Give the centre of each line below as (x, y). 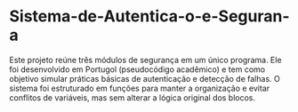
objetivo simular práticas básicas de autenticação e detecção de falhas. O (145, 78)
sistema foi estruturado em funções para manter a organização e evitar (140, 88)
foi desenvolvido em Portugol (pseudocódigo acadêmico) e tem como (137, 69)
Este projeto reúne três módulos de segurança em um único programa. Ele (145, 60)
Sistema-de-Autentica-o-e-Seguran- (150, 16)
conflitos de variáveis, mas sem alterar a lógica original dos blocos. (133, 97)
